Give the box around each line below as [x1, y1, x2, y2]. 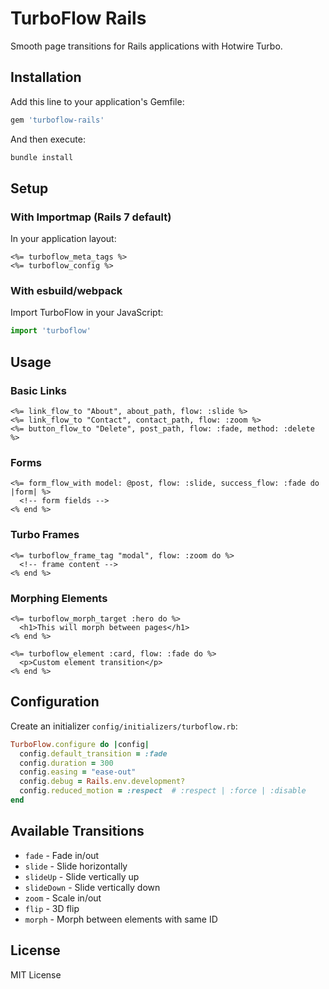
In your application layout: [10, 233, 117, 245]
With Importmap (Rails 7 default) [10, 210, 172, 224]
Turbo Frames [10, 528, 80, 542]
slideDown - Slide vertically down [24, 881, 161, 893]
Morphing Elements [10, 591, 108, 605]
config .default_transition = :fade [19, 748, 168, 759]
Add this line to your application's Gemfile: [10, 95, 185, 107]
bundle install [10, 152, 74, 162]
